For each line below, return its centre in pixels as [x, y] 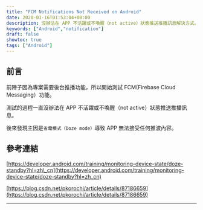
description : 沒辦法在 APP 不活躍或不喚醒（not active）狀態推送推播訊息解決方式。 [103, 23]
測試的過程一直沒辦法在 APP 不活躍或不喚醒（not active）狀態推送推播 [94, 107]
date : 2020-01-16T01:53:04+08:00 [48, 17]
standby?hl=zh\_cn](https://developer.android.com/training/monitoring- [95, 170]
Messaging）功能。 [31, 95]
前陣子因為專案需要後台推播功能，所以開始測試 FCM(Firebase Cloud [91, 87]
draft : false [23, 34]
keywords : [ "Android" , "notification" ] [55, 29]
